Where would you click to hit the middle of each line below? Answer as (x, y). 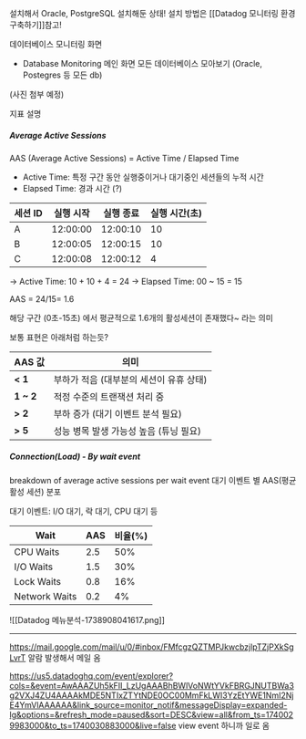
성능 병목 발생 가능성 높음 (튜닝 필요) (127, 431)
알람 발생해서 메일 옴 (65, 657)
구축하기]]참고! (36, 25)
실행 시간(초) (176, 213)
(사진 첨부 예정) (37, 94)
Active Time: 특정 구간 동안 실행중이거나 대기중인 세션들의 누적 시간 (143, 177)
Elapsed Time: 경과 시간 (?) (72, 188)
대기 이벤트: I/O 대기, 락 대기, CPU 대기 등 (84, 511)
